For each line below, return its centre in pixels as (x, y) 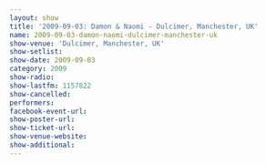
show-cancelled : (40, 94)
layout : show (34, 18)
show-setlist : (36, 52)
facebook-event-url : (49, 111)
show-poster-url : (42, 119)
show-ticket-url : (42, 128)
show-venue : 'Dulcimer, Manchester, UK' (87, 43)
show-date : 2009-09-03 (52, 60)
